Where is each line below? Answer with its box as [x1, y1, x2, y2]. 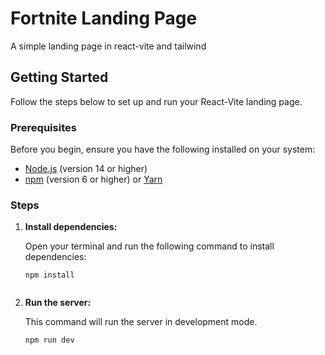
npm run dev [24, 335, 75, 346]
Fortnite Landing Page [10, 7, 198, 30]
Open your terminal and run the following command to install [24, 240, 275, 252]
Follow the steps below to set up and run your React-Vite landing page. [10, 95, 303, 107]
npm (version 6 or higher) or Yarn [24, 173, 163, 186]
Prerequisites [10, 120, 77, 134]
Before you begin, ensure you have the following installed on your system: [10, 143, 316, 156]
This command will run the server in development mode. [24, 316, 258, 328]
